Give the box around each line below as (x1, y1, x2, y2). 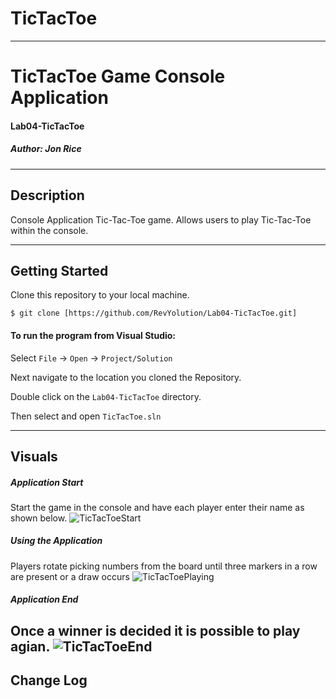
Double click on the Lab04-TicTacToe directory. (10, 390, 202, 402)
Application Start (10, 476, 84, 488)
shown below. (10, 512, 68, 524)
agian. (10, 638, 50, 655)
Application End (10, 593, 79, 606)
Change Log (10, 672, 88, 689)
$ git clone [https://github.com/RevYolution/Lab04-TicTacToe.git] (10, 308, 298, 319)
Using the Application (10, 535, 103, 547)
